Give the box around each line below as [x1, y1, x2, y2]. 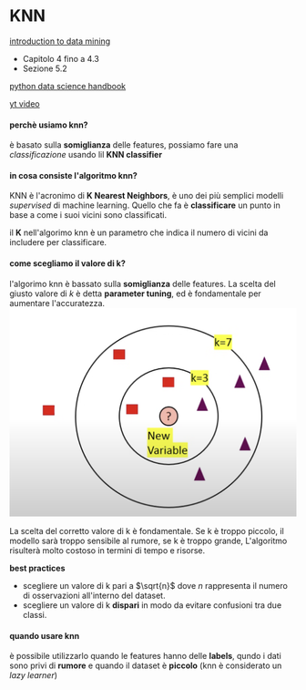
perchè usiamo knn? [9, 119, 88, 130]
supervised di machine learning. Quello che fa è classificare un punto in [9, 200, 280, 211]
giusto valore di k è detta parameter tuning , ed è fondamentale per [9, 288, 261, 299]
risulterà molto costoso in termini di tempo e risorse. [9, 545, 206, 556]
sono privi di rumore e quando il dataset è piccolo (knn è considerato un [9, 660, 282, 671]
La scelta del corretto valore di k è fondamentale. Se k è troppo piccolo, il [9, 526, 284, 537]
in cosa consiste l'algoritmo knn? [9, 170, 138, 180]
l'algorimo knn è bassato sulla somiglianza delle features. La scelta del [9, 278, 276, 289]
